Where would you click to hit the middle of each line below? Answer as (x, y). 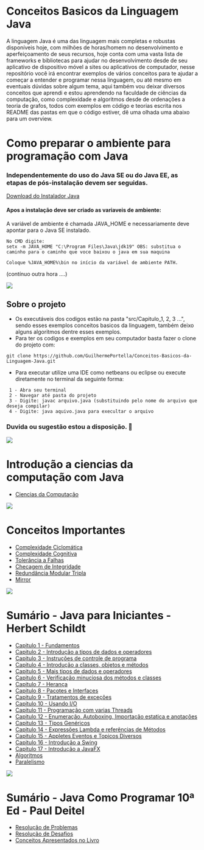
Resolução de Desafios (44, 834)
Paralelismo (30, 762)
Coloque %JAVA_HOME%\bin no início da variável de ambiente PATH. (92, 262)
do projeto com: (35, 345)
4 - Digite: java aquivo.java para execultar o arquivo (81, 412)
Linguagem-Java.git (31, 361)
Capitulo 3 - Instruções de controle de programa (76, 658)
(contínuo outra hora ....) (37, 274)
